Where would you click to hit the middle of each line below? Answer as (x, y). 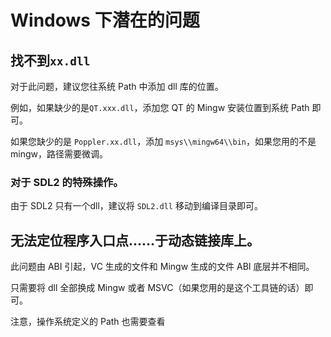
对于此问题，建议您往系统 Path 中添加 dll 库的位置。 (117, 86)
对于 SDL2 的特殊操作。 (67, 182)
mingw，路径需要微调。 (59, 154)
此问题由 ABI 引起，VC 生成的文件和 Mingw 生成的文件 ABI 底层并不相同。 (162, 267)
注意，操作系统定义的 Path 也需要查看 (88, 322)
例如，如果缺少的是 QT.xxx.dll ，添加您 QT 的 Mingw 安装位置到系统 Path (160, 107)
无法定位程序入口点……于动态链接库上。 (135, 240)
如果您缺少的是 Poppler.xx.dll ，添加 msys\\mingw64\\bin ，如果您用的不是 (163, 141)
